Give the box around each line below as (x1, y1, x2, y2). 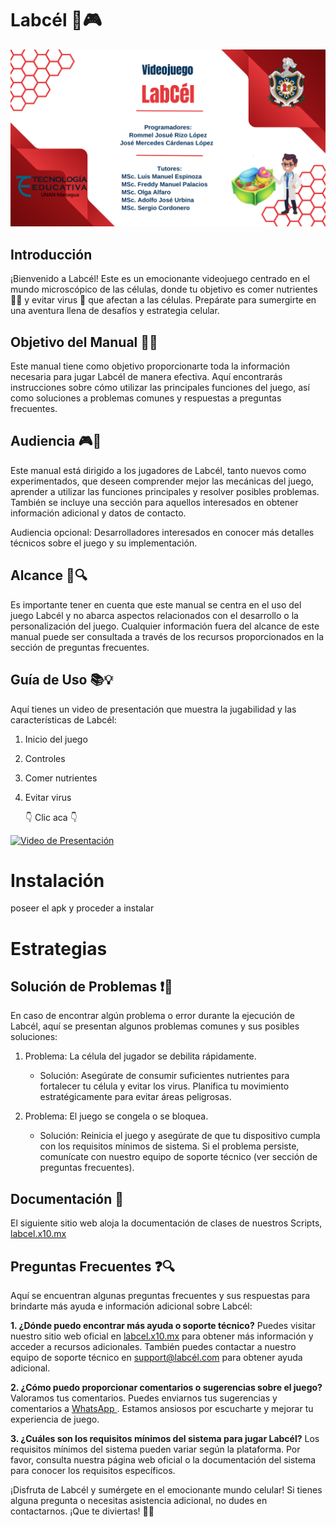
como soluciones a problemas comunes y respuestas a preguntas (10, 392, 282, 404)
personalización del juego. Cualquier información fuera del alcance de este (10, 620, 320, 632)
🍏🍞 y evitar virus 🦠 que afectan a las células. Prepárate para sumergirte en (10, 294, 317, 306)
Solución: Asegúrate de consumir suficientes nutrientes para (39, 1070, 290, 1082)
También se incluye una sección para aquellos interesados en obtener (10, 496, 299, 508)
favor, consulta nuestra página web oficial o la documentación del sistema (10, 1454, 317, 1466)
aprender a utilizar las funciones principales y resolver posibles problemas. (10, 485, 320, 497)
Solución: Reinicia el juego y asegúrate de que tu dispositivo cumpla (39, 1130, 321, 1142)
